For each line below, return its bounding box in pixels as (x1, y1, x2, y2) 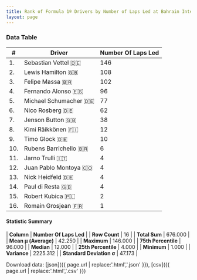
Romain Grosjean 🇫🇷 (24, 201, 83, 210)
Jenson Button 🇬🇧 (24, 116, 76, 124)
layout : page (6, 14, 38, 20)
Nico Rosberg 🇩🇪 (24, 106, 74, 114)
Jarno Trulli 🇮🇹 (24, 154, 67, 162)
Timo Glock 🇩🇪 (24, 134, 68, 143)
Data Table (6, 33, 38, 42)
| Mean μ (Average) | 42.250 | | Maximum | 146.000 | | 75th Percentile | (6, 237, 181, 244)
